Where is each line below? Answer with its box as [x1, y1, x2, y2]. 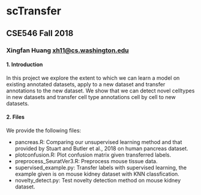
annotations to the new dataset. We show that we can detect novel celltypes [6, 87, 195, 94]
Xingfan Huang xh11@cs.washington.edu [6, 46, 129, 55]
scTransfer [6, 4, 62, 18]
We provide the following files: [6, 127, 82, 134]
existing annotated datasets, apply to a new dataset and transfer [6, 80, 166, 88]
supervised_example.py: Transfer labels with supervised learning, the [14, 164, 187, 171]
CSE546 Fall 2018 [6, 28, 74, 38]
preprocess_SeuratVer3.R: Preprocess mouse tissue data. [14, 157, 158, 164]
